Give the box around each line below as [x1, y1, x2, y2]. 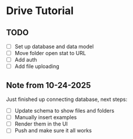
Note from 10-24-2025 [6, 80, 91, 90]
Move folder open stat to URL [14, 50, 87, 57]
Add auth [14, 56, 37, 63]
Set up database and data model [14, 43, 94, 50]
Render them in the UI [14, 120, 68, 127]
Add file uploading [14, 63, 60, 70]
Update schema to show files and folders [14, 107, 115, 114]
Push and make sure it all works [14, 127, 92, 134]
